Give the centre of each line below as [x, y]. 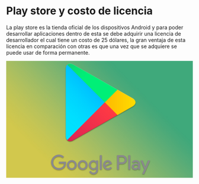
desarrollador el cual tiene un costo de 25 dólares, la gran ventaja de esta [96, 40]
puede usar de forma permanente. [48, 52]
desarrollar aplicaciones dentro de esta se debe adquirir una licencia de [94, 33]
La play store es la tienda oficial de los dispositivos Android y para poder [95, 27]
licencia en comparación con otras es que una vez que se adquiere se [92, 46]
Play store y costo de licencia [79, 11]
